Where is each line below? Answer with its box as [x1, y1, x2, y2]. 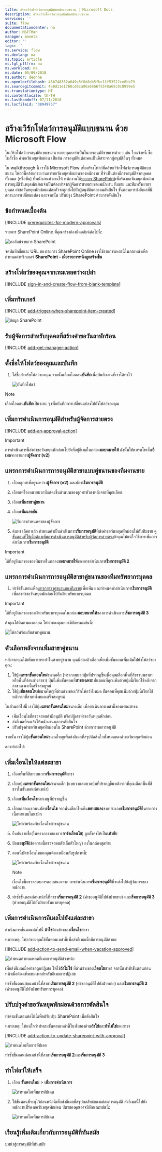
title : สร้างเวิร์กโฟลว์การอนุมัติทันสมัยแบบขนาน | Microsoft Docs [5, 7, 113, 12]
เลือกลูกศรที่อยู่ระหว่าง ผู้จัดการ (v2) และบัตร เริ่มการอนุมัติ [12, 479, 103, 485]
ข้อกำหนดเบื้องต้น [5, 207, 47, 215]
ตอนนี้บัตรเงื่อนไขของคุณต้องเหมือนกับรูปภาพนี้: [12, 850, 88, 856]
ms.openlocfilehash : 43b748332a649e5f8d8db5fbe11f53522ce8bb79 [5, 79, 135, 84]
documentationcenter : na [5, 25, 55, 30]
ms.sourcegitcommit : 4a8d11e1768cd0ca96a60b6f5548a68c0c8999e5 [5, 84, 135, 89]
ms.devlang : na [5, 52, 36, 57]
